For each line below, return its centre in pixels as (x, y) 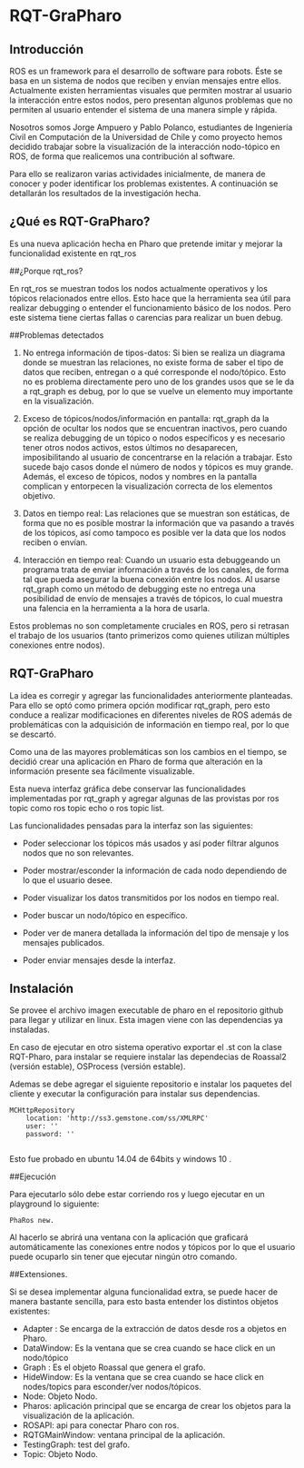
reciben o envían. (55, 542)
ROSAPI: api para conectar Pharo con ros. (101, 1425)
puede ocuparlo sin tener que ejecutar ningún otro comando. (123, 1257)
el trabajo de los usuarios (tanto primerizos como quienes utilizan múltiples (150, 635)
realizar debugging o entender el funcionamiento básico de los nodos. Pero (151, 307)
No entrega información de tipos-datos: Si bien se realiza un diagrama (154, 352)
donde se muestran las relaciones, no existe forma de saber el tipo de (153, 362)
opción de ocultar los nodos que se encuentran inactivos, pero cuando (155, 428)
